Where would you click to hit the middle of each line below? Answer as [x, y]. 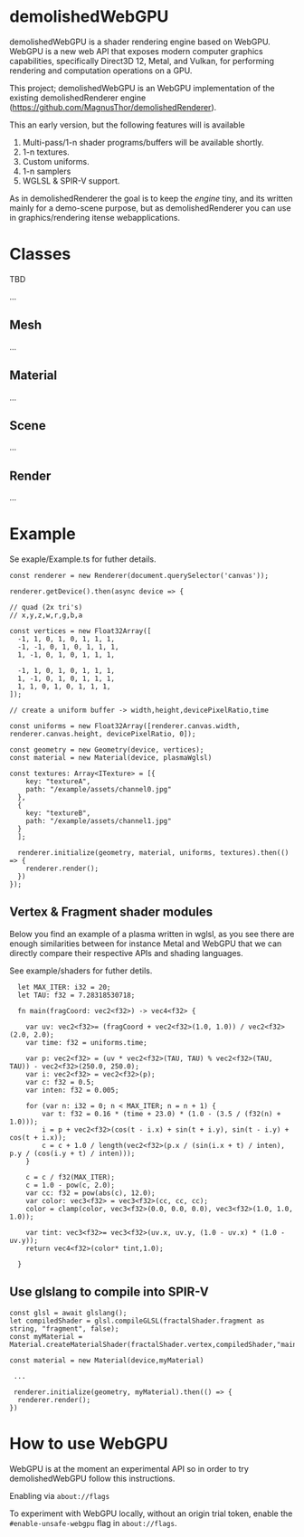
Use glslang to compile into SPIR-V [109, 1292]
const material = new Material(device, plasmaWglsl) [111, 758]
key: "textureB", [58, 813]
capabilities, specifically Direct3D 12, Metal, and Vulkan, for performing [142, 61]
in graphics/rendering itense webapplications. [95, 217]
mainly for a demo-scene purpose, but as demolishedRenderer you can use [150, 208]
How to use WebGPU [89, 1443]
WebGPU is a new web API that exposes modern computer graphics [137, 51]
